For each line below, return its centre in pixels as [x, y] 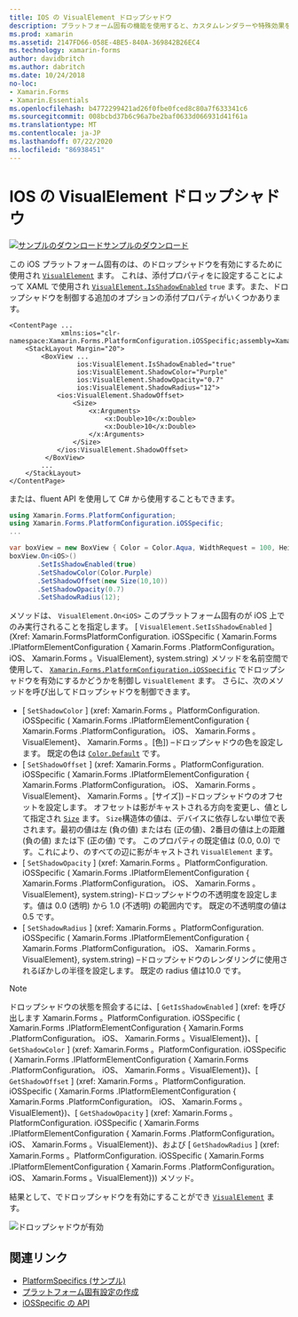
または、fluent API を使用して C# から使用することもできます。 [124, 498]
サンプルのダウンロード [146, 245]
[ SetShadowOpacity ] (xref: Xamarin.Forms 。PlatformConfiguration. [145, 863]
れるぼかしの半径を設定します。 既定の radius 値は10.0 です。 [134, 971]
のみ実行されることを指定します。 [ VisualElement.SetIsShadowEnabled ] [141, 627]
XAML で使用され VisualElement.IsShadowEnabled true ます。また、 [149, 286]
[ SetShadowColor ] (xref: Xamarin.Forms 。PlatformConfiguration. [141, 711]
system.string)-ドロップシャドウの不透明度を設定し [176, 895]
